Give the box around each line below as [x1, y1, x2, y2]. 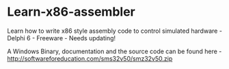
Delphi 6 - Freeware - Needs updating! [7, 33, 116, 42]
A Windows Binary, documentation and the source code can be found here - [7, 47, 222, 55]
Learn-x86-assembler [7, 4, 135, 20]
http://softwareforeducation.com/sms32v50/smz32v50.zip [7, 54, 173, 62]
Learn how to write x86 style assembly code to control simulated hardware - [7, 27, 222, 35]
